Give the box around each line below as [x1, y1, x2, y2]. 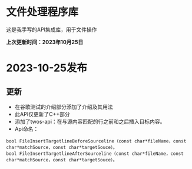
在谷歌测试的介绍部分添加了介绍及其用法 [14, 103, 113, 110]
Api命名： [14, 125, 39, 132]
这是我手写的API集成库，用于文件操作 [6, 26, 97, 33]
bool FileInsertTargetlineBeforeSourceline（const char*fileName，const [6, 138, 187, 144]
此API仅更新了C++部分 [14, 110, 70, 118]
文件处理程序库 [6, 5, 79, 19]
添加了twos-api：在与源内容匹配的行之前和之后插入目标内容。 [14, 118, 165, 125]
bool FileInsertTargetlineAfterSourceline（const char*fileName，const [6, 151, 184, 157]
